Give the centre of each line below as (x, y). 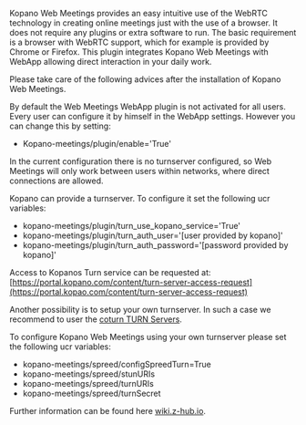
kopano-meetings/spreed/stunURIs (89, 374)
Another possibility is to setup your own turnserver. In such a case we (140, 310)
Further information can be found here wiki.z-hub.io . (108, 411)
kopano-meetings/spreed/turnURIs (88, 384)
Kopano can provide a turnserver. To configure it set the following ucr (140, 198)
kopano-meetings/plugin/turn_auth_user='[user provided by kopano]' (153, 235)
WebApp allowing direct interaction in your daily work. (111, 62)
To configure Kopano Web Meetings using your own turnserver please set (148, 337)
